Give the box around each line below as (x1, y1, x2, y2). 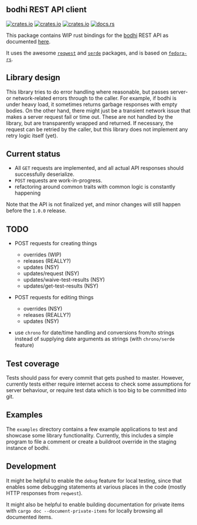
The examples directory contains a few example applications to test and (6, 426, 178, 433)
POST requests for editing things (14, 294, 94, 301)
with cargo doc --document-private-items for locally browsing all (6, 507, 163, 514)
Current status (6, 149, 60, 159)
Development (6, 462, 57, 472)
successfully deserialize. (14, 170, 74, 178)
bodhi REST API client (6, 5, 87, 15)
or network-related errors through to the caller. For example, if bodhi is (6, 94, 177, 102)
